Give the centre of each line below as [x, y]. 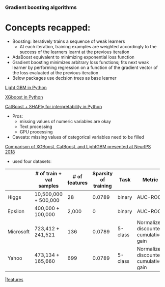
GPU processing [36, 131]
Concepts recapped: [48, 28]
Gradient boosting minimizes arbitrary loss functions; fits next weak [81, 62]
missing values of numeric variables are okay [65, 121]
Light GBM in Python [26, 87]
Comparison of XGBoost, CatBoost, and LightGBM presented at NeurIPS [78, 146]
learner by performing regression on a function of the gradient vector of [85, 67]
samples [49, 186]
